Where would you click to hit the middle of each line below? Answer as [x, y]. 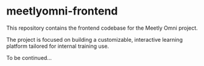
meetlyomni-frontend [62, 11]
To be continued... [29, 58]
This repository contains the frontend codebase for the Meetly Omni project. [102, 28]
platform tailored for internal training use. [58, 46]
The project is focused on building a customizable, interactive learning [94, 39]
